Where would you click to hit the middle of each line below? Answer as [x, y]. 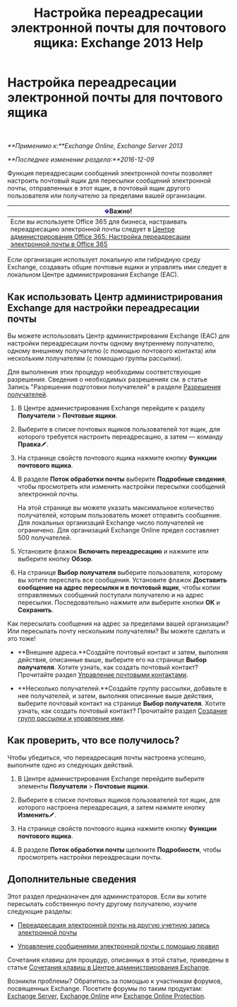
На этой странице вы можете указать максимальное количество [116, 508]
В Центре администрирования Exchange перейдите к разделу [111, 408]
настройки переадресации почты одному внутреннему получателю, [111, 343]
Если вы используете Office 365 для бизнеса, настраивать [99, 221]
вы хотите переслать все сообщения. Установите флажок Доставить [122, 580]
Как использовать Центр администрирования [115, 297]
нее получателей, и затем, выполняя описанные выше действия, [115, 696]
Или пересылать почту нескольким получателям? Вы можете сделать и [116, 631]
